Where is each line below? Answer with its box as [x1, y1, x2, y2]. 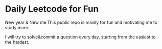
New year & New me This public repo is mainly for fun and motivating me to [5, 19, 158, 25]
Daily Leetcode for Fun [5, 3, 99, 15]
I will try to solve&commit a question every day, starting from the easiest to [5, 34, 156, 40]
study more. [5, 24, 29, 30]
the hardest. [5, 39, 29, 45]
